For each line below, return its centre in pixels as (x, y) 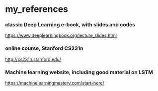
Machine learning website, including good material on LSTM (79, 72)
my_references (37, 9)
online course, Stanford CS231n (44, 48)
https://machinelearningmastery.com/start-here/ (55, 83)
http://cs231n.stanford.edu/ (33, 59)
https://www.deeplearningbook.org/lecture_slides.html (61, 35)
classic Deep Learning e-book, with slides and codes (70, 25)
